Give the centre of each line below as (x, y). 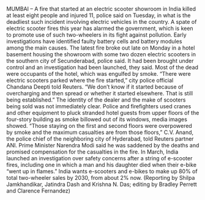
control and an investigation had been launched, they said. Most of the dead (102, 67)
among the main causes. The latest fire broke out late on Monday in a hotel (101, 48)
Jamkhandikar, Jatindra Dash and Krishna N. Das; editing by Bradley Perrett (102, 184)
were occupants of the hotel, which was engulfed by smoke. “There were (99, 74)
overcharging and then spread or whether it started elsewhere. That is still (100, 93)
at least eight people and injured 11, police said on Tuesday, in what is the (99, 15)
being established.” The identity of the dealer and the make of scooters (96, 100)
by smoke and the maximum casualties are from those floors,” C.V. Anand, (100, 132)
